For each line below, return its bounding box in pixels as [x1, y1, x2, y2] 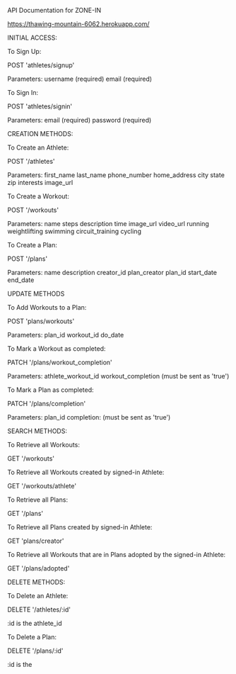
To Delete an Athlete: [7, 592, 69, 600]
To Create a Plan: [7, 241, 58, 249]
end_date [7, 276, 35, 284]
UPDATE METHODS [7, 290, 65, 298]
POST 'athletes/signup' [7, 61, 75, 69]
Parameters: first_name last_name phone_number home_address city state [7, 171, 225, 179]
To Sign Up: [7, 47, 42, 55]
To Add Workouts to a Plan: [7, 303, 87, 311]
